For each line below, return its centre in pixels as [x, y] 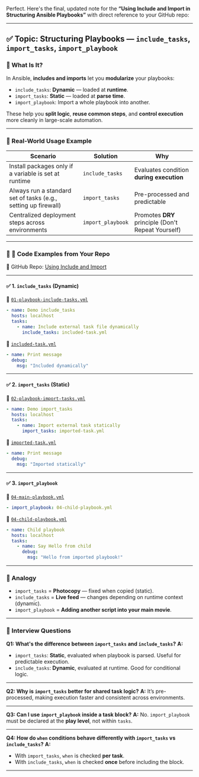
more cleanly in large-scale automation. [54, 120]
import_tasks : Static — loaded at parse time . [70, 96]
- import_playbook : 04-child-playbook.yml [59, 507]
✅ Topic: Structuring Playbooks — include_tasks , [98, 39]
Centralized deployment [42, 215]
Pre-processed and [162, 194]
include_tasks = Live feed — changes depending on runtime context [99, 597]
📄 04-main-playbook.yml [35, 497]
